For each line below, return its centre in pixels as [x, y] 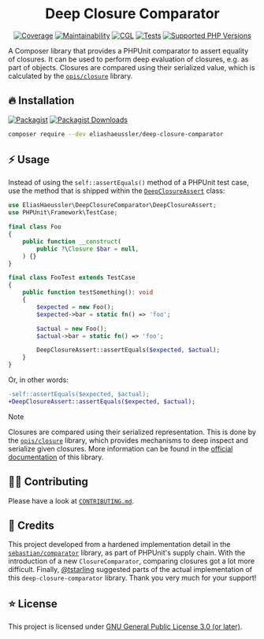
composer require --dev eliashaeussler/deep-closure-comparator [116, 134]
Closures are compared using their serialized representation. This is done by [132, 432]
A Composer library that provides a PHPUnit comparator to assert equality [128, 50]
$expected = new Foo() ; [75, 307]
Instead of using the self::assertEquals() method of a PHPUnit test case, [129, 183]
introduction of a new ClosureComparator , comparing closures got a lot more [131, 561]
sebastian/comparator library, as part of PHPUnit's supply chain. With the [127, 553]
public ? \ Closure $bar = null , [88, 249]
